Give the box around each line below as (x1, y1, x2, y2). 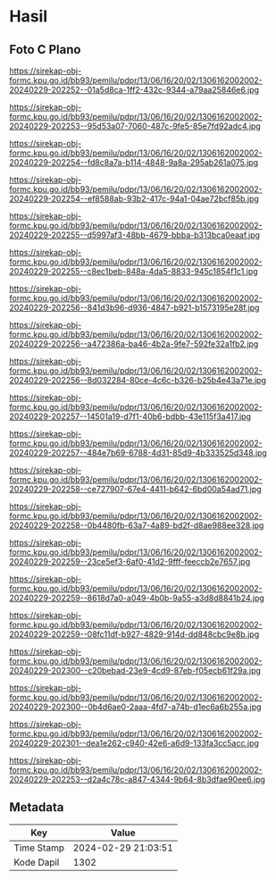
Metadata (9, 800, 64, 815)
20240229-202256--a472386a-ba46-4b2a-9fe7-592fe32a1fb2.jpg (9, 339, 259, 349)
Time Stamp (13, 842, 65, 854)
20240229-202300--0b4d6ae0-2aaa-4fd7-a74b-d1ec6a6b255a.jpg (9, 701, 262, 712)
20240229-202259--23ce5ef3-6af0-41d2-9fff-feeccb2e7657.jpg (9, 557, 251, 566)
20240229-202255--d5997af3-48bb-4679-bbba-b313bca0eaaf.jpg (9, 230, 261, 240)
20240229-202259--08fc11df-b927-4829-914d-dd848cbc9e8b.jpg (9, 629, 260, 640)
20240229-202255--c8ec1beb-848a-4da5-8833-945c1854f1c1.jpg (9, 266, 258, 276)
